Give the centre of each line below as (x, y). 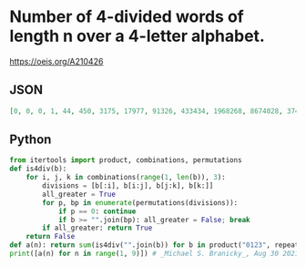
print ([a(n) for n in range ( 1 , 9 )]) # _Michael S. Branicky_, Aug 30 (144, 254)
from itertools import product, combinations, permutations (126, 160)
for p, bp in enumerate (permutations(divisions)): (140, 202)
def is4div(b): (38, 169)
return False (51, 237)
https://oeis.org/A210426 (56, 61)
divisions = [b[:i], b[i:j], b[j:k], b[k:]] (128, 186)
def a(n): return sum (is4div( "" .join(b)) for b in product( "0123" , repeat (154, 245)
